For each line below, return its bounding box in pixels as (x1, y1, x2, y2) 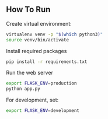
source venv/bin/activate (6, 37, 69, 43)
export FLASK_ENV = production (6, 80, 77, 86)
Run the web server (6, 69, 54, 76)
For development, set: (6, 96, 59, 104)
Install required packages (6, 47, 67, 54)
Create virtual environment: (6, 20, 72, 27)
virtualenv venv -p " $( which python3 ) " (6, 32, 103, 37)
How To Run (6, 5, 51, 15)
